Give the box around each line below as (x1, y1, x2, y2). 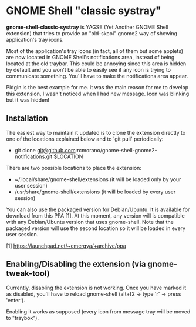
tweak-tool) (6, 269, 50, 279)
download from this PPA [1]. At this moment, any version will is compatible (6, 212, 185, 219)
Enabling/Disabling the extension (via (6, 259, 146, 269)
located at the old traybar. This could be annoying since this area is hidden (6, 60, 187, 67)
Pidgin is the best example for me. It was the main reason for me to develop (6, 84, 189, 91)
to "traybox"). (6, 314, 39, 321)
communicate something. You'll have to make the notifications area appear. (6, 72, 188, 79)
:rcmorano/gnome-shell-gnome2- (75, 146, 157, 154)
